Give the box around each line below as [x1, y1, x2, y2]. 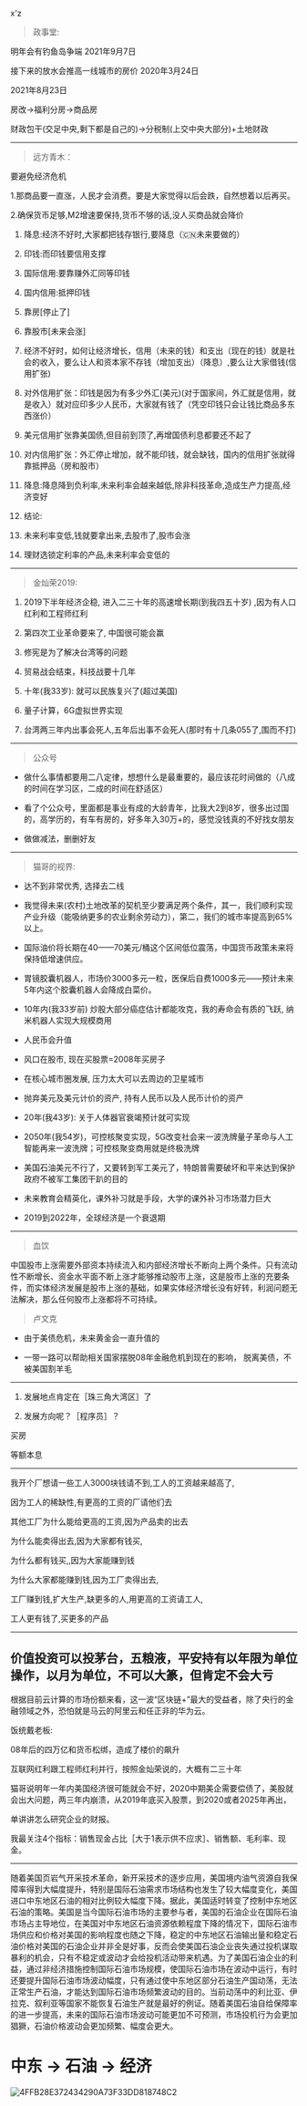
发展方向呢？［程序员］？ [23, 1411, 120, 1421]
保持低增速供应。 [23, 953, 88, 964]
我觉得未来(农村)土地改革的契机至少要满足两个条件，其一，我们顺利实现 [23, 900, 294, 910]
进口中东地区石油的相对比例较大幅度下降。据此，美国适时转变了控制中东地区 [10, 1894, 298, 1905]
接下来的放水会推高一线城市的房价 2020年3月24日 [10, 66, 200, 76]
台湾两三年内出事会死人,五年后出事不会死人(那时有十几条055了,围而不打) [23, 724, 297, 735]
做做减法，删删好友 [23, 834, 97, 844]
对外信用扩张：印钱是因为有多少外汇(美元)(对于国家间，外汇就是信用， [23, 388, 289, 398]
